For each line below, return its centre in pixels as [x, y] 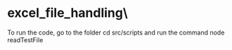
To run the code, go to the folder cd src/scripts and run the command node [116, 32]
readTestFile [25, 39]
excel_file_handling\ [67, 13]
